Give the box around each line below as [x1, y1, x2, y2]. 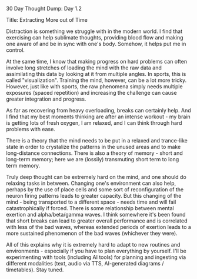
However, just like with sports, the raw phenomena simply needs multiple [6, 83, 183, 90]
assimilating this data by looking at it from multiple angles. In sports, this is [6, 71, 186, 77]
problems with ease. [6, 126, 56, 132]
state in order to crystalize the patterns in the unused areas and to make [6, 144, 181, 150]
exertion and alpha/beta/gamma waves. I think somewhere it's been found [6, 211, 186, 218]
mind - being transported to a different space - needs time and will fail [6, 198, 176, 205]
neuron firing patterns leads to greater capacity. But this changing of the [6, 192, 182, 199]
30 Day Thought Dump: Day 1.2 [6, 5, 82, 12]
